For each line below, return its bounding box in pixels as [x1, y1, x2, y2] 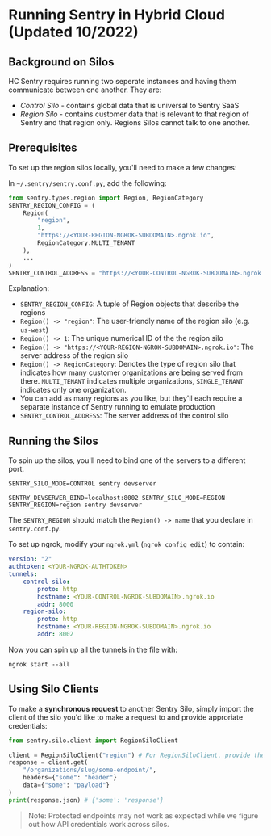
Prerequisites [8, 141, 77, 155]
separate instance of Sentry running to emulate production [19, 402, 215, 412]
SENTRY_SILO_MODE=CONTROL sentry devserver [8, 480, 157, 488]
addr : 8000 [37, 600, 74, 608]
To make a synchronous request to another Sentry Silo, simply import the [8, 704, 254, 713]
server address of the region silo [19, 351, 129, 360]
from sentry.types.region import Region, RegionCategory [8, 194, 204, 202]
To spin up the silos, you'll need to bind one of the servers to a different [8, 456, 246, 465]
